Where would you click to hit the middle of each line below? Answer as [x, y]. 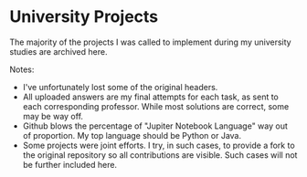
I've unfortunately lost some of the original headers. [120, 87]
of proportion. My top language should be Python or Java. [132, 135]
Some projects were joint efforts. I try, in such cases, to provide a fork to [159, 145]
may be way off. [53, 116]
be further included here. [69, 164]
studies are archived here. [58, 51]
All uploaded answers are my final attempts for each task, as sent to [150, 97]
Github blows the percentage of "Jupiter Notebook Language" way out [155, 126]
